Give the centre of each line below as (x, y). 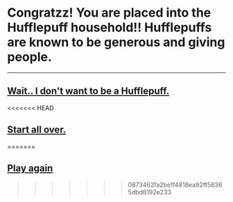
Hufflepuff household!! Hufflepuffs (110, 27)
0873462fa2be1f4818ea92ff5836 (175, 185)
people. (29, 57)
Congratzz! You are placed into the (109, 13)
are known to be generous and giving (116, 42)
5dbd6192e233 (150, 192)
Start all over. (37, 130)
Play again (30, 168)
